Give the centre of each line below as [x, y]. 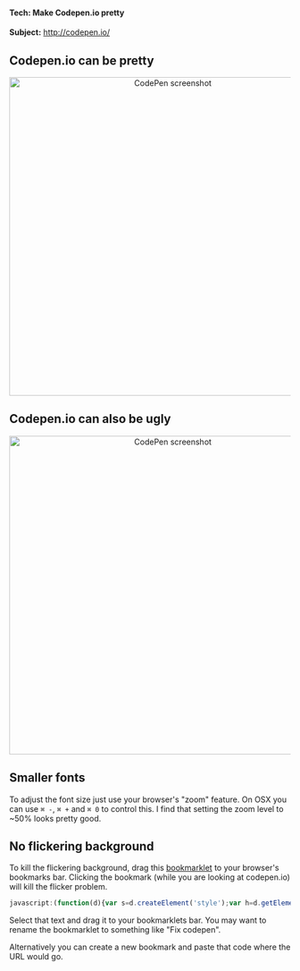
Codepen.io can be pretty [82, 60]
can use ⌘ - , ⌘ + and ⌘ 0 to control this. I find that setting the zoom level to [146, 808]
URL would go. [37, 957]
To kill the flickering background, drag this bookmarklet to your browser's [144, 868]
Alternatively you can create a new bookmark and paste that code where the [150, 947]
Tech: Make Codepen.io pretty [67, 13]
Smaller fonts [47, 778]
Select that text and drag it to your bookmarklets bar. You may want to [138, 920]
